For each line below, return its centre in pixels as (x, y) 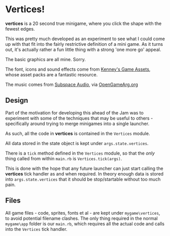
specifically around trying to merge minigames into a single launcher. (77, 124)
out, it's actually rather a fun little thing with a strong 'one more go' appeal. (83, 49)
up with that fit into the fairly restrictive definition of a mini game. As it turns (84, 44)
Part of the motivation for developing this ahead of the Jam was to (74, 112)
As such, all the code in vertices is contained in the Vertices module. (78, 133)
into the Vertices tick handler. (36, 229)
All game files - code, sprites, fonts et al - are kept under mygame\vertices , (83, 213)
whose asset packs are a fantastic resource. (52, 74)
